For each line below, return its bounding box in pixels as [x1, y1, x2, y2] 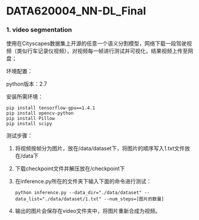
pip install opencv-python [6, 110, 74, 116]
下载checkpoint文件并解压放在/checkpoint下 [14, 165, 125, 172]
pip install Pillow [6, 116, 55, 122]
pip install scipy [6, 121, 52, 127]
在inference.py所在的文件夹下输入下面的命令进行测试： [14, 178, 152, 185]
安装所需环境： [6, 93, 43, 100]
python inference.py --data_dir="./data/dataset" [14, 190, 142, 196]
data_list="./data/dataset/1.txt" [14, 196, 102, 202]
